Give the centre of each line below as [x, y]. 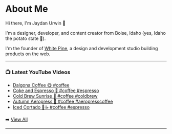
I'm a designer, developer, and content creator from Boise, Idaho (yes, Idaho [86, 33]
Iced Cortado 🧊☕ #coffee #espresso [51, 107]
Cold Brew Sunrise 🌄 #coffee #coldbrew [55, 96]
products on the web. [28, 54]
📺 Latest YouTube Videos [38, 72]
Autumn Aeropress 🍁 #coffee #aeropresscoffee [63, 102]
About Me [27, 9]
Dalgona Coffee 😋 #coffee [41, 85]
